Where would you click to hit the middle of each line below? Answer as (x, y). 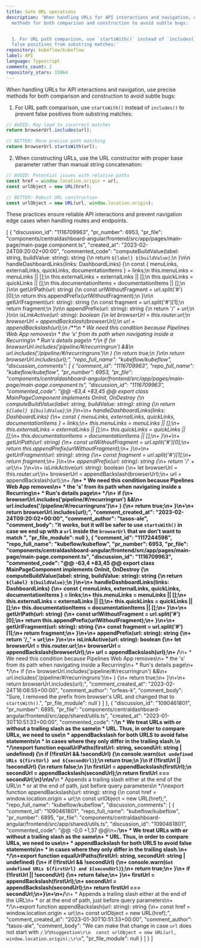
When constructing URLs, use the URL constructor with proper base (99, 158)
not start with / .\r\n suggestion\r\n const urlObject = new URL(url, (91, 932)
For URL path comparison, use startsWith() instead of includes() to (99, 107)
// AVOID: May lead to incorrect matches (59, 125)
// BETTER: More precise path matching (56, 141)
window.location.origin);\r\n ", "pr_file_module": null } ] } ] (80, 938)
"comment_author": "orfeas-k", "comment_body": (121, 690)
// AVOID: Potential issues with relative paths (68, 175)
